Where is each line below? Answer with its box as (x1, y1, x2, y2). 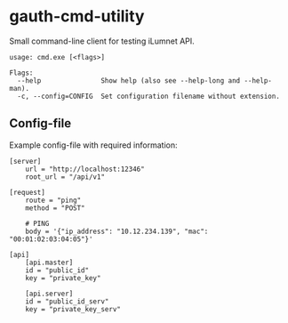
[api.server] (25, 289, 74, 298)
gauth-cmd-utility (9, 6, 145, 27)
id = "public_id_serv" (25, 296, 109, 306)
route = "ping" (25, 196, 82, 205)
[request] (9, 188, 46, 197)
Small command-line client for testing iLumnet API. (9, 36, 196, 46)
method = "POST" (25, 203, 86, 213)
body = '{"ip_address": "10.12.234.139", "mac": (25, 227, 209, 236)
